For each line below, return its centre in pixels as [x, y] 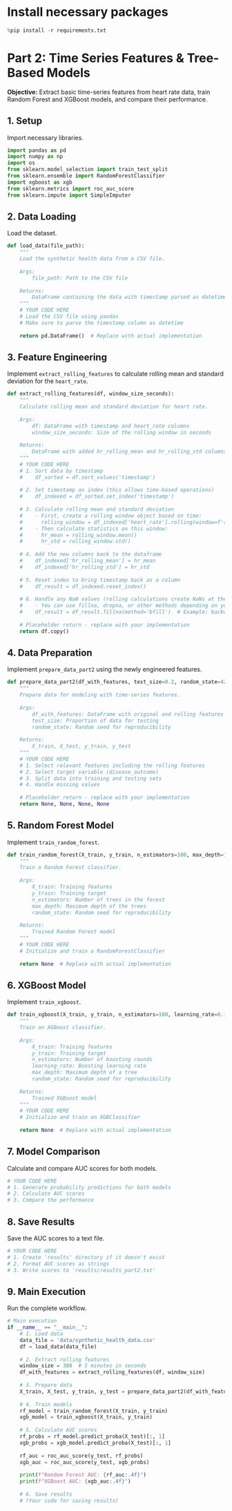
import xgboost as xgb [40, 182]
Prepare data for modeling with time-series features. [100, 695]
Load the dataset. [32, 233]
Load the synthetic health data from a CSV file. [93, 259]
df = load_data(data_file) [58, 1347]
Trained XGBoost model [65, 1098]
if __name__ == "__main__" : [48, 1327]
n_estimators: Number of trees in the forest [99, 899]
